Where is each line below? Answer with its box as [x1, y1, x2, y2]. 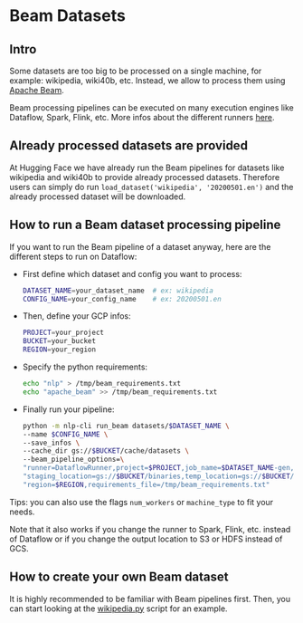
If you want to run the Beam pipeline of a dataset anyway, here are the [9, 241, 271, 252]
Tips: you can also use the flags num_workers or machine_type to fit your [9, 496, 274, 507]
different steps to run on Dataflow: [9, 251, 137, 262]
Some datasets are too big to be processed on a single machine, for [9, 65, 262, 76]
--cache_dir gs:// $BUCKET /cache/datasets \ [22, 446, 190, 455]
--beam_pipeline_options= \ [22, 455, 125, 465]
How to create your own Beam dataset [9, 570, 229, 585]
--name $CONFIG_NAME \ [22, 429, 109, 439]
